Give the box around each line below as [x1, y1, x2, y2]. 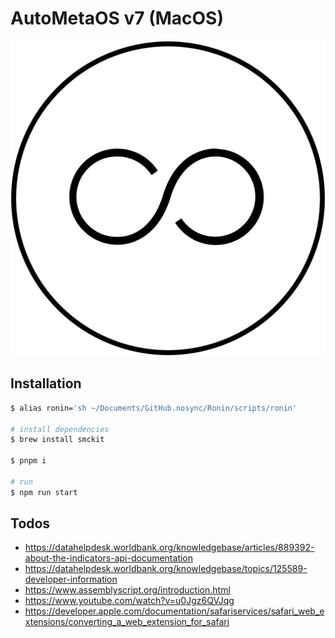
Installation [10, 375, 82, 392]
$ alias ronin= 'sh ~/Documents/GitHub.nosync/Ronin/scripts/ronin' [10, 403, 298, 413]
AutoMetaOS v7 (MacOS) [10, 7, 224, 30]
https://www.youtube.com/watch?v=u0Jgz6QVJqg [24, 595, 235, 607]
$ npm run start [10, 487, 78, 497]
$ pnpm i [10, 456, 47, 466]
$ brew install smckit [10, 435, 105, 445]
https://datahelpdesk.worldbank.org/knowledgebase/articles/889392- [24, 542, 315, 554]
